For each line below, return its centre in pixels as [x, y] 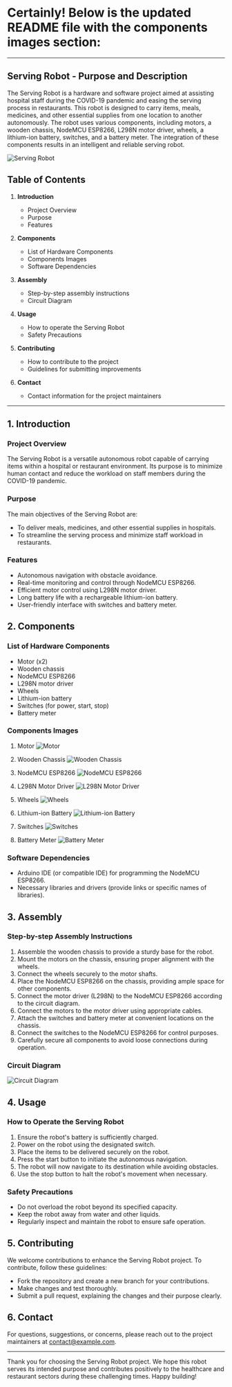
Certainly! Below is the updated [99, 13]
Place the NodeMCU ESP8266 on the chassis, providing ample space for [120, 981]
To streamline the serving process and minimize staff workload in [110, 534]
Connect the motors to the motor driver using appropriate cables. [110, 1011]
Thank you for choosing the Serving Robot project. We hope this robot [107, 1361]
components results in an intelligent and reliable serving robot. [96, 144]
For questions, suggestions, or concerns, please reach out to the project [110, 1334]
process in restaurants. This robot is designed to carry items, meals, [104, 107]
